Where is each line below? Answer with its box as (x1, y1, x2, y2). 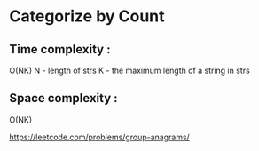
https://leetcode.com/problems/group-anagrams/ (9, 131, 191, 142)
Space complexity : (9, 91, 118, 106)
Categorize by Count (9, 6, 166, 27)
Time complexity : (9, 42, 111, 57)
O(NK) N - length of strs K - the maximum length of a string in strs (9, 65, 250, 75)
